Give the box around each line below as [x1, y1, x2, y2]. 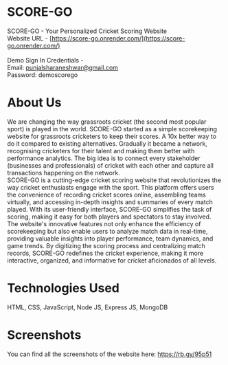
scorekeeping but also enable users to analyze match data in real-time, [7, 227, 208, 235]
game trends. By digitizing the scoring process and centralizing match [7, 241, 206, 250]
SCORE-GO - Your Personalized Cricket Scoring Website [7, 27, 167, 35]
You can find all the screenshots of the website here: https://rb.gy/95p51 [7, 350, 212, 358]
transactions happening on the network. [7, 168, 120, 177]
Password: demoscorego [7, 70, 78, 79]
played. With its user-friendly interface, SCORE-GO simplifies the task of [7, 205, 212, 213]
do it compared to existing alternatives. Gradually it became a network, [7, 139, 208, 148]
